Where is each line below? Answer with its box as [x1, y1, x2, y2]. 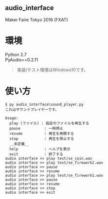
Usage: [5, 116, 18, 120]
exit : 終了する [9, 151, 63, 157]
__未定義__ [9, 141, 29, 146]
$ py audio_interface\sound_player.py [5, 102, 84, 107]
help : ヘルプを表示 [9, 147, 71, 151]
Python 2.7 [5, 51, 27, 57]
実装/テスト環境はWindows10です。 [17, 66, 89, 72]
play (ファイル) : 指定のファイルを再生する [9, 121, 90, 126]
